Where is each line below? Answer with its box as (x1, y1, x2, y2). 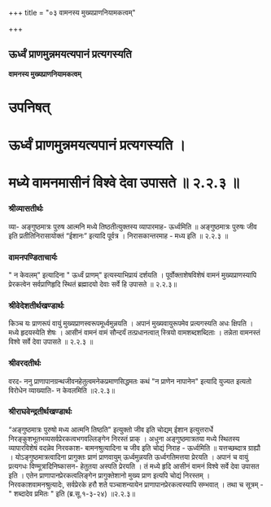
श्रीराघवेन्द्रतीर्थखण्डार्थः (8, 406, 72, 417)
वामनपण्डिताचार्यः (8, 251, 58, 263)
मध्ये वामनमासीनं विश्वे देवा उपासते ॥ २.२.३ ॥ (8, 173, 240, 192)
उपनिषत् (8, 98, 50, 116)
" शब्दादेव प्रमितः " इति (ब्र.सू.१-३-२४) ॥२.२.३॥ (8, 488, 136, 498)
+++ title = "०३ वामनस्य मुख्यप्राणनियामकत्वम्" (8, 8, 136, 17)
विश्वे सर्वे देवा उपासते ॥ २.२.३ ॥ (8, 337, 94, 347)
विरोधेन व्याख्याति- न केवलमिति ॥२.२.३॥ (8, 385, 116, 395)
